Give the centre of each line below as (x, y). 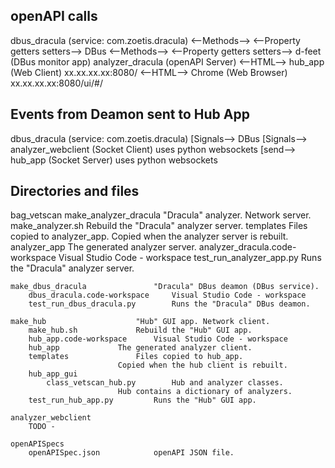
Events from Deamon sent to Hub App (130, 114)
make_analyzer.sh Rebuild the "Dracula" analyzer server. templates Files (159, 226)
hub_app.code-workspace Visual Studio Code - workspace (158, 339)
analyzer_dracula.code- (247, 247)
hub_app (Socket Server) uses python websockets (114, 160)
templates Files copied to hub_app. (136, 357)
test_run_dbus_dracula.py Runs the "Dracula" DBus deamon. (169, 304)
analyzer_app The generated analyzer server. (103, 247)
